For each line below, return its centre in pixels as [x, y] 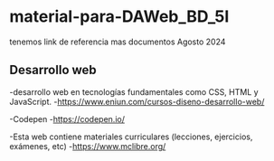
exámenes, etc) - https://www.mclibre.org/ [88, 146]
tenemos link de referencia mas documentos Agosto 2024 [118, 42]
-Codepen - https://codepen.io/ [67, 118]
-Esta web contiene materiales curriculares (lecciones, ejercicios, [131, 137]
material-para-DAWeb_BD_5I [119, 17]
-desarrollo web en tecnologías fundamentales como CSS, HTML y [134, 91]
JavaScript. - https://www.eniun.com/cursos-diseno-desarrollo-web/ [137, 101]
